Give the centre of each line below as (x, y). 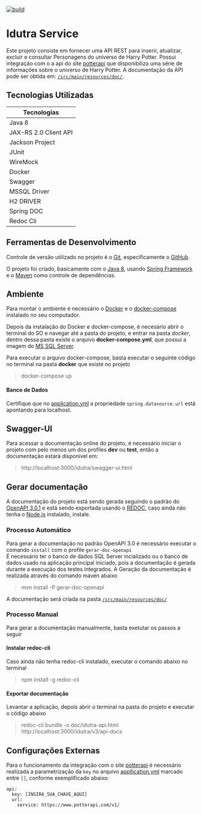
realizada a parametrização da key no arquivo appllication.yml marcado (95, 772)
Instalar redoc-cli (28, 648)
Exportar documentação (37, 694)
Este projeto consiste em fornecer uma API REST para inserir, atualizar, (94, 50)
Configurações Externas (53, 750)
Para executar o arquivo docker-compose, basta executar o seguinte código (101, 358)
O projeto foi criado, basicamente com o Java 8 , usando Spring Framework (99, 269)
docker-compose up (46, 376)
